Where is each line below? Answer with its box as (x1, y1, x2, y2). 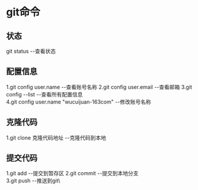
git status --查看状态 (6, 48, 56, 54)
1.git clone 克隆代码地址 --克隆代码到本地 (6, 134, 107, 141)
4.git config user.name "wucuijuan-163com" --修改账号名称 (6, 98, 151, 105)
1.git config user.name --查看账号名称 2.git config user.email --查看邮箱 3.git (6, 83, 193, 91)
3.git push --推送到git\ (6, 177, 60, 184)
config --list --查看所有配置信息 (6, 91, 83, 98)
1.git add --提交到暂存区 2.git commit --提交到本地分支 (6, 170, 139, 177)
